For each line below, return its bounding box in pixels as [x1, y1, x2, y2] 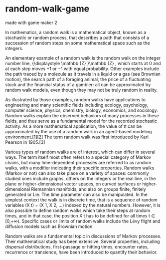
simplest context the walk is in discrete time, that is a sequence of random [5, 196, 158, 203]
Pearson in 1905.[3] [5, 139, 45, 145]
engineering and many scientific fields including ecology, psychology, [5, 102, 149, 108]
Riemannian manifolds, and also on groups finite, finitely [31, 186, 146, 192]
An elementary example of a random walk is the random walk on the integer [5, 55, 161, 61]
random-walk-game [5, 3, 90, 15]
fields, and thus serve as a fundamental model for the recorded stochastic [5, 118, 158, 124]
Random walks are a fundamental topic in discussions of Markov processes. [5, 233, 162, 239]
